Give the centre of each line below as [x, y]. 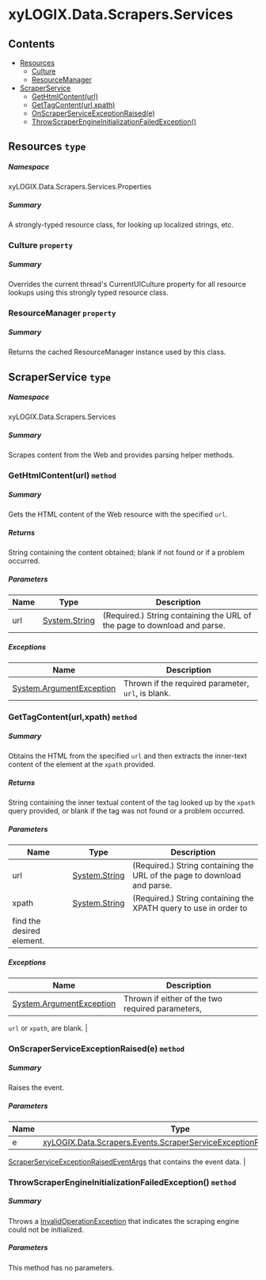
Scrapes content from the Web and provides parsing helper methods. [122, 455]
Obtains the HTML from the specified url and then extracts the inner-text [127, 756]
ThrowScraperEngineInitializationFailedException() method [122, 1182]
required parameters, [162, 1009]
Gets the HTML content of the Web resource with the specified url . [118, 514]
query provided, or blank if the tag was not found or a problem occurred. [127, 811]
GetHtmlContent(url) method [63, 475]
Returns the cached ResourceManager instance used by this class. [117, 352]
